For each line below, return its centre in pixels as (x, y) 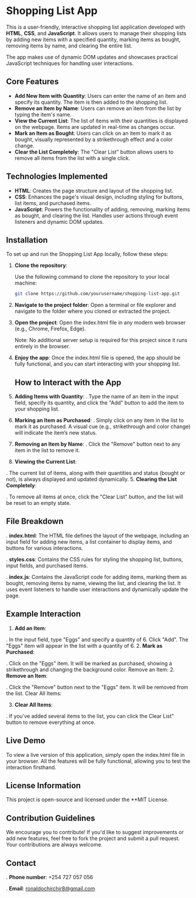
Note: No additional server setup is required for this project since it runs (101, 340)
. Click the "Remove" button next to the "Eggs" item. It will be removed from (97, 687)
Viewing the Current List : (46, 462)
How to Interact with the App (68, 382)
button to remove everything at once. (51, 722)
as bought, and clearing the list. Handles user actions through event (96, 216)
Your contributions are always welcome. (54, 845)
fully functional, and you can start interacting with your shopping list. (97, 364)
